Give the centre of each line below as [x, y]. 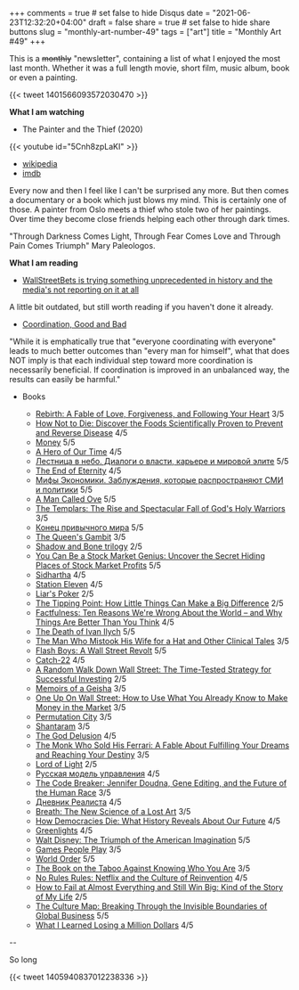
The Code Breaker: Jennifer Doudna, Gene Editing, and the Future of [161, 783]
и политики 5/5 [64, 490]
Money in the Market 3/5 [81, 707]
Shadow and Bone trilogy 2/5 [89, 546]
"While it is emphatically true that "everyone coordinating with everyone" [143, 341]
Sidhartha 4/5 [61, 575]
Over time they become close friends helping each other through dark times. [149, 219]
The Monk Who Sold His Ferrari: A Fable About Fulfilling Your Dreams [162, 745]
